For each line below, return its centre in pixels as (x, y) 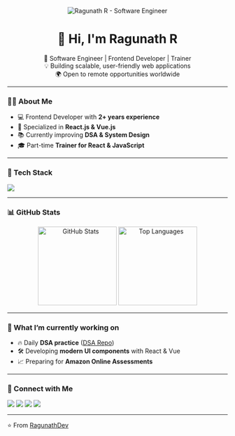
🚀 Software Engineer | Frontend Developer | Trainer (117, 58)
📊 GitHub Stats (34, 212)
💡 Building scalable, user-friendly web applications (117, 66)
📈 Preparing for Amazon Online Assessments (85, 362)
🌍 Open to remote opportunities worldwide (117, 74)
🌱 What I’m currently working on (63, 327)
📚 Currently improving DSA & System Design (84, 135)
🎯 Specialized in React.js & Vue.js (66, 127)
